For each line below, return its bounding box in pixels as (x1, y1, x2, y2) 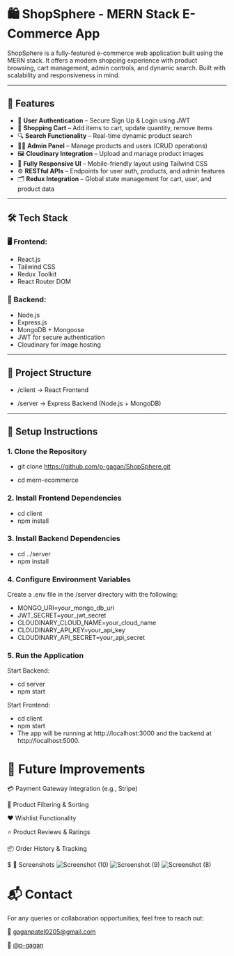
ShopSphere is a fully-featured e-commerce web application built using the (7, 49, 224, 57)
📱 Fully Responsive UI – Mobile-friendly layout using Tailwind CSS (17, 159, 208, 168)
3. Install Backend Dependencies (7, 534, 120, 544)
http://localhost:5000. (17, 737, 80, 745)
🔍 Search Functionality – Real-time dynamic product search (17, 131, 193, 140)
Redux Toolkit (17, 270, 57, 279)
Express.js (17, 318, 47, 327)
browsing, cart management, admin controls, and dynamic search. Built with (7, 63, 226, 72)
